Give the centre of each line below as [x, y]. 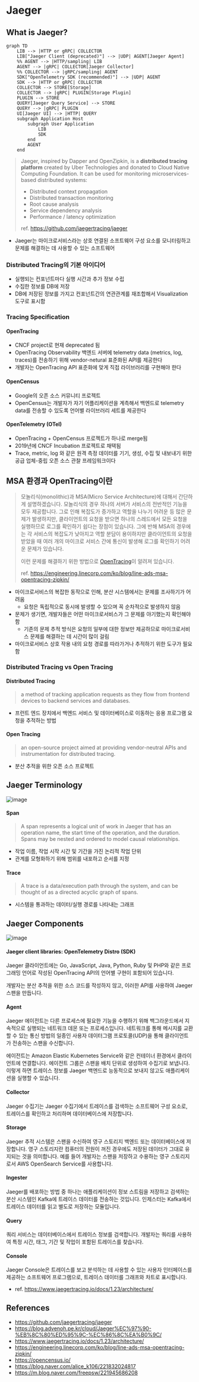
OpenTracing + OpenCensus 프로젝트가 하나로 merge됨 [81, 438]
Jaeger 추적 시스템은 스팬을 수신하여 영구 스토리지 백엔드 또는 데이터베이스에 [96, 1141]
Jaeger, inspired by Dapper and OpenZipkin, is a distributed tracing [104, 161]
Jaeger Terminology [45, 785]
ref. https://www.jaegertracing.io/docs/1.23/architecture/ [84, 1289]
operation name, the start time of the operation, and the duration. [100, 833]
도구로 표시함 [30, 301]
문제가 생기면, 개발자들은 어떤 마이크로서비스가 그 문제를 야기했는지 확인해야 [103, 614]
